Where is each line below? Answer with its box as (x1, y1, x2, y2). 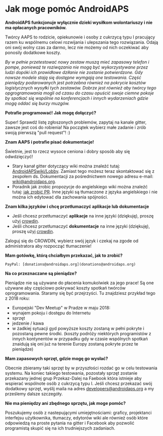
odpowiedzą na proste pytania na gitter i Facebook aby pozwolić (5, 420, 135, 426)
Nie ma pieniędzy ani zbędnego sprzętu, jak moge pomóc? (5, 400, 126, 406)
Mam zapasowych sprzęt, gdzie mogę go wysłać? (5, 355, 109, 361)
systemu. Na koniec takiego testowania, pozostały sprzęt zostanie (5, 370, 138, 376)
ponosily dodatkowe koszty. (5, 50, 61, 55)
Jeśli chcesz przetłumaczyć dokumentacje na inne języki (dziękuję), (12, 223, 150, 229)
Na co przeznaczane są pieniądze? (5, 270, 77, 276)
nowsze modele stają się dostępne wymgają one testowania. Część (5, 74, 142, 80)
